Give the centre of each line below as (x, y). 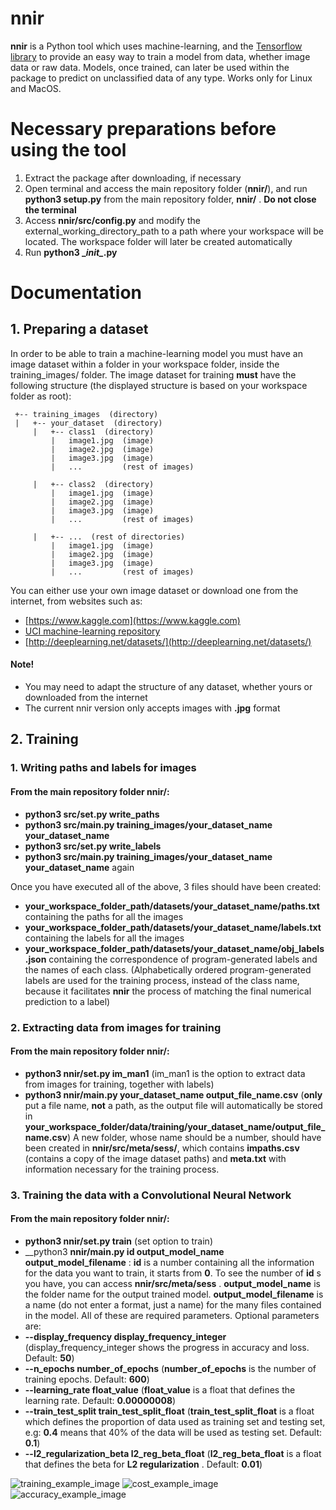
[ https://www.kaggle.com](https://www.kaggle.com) (132, 620)
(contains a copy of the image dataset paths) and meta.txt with (155, 1158)
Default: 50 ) (49, 1358)
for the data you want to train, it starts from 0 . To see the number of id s (173, 1273)
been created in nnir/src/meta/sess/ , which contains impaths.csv (162, 1148)
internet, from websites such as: (76, 601)
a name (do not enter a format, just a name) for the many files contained (173, 1304)
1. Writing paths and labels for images (103, 768)
